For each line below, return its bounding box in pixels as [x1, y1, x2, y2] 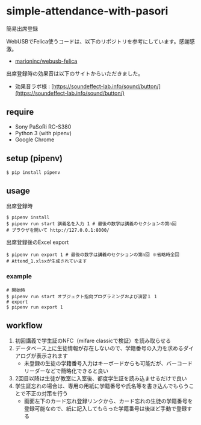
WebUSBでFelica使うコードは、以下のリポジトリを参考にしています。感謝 [6, 37, 190, 45]
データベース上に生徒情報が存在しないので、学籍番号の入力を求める [14, 345, 184, 352]
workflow [6, 321, 43, 331]
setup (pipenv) [6, 153, 63, 164]
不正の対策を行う [25, 390, 68, 397]
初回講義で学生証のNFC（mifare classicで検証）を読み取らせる [14, 337, 172, 345]
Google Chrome [14, 136, 55, 143]
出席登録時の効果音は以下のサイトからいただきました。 [6, 69, 143, 77]
